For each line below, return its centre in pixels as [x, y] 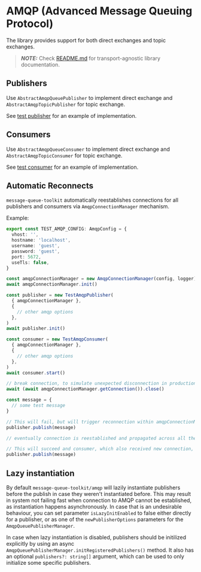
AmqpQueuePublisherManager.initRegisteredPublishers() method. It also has [100, 550]
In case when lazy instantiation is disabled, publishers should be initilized [96, 537]
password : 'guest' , [36, 251]
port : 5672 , [27, 257]
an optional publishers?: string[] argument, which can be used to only [95, 556]
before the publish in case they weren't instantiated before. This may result [99, 494]
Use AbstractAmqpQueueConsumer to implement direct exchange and [88, 149]
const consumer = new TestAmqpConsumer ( [57, 339]
